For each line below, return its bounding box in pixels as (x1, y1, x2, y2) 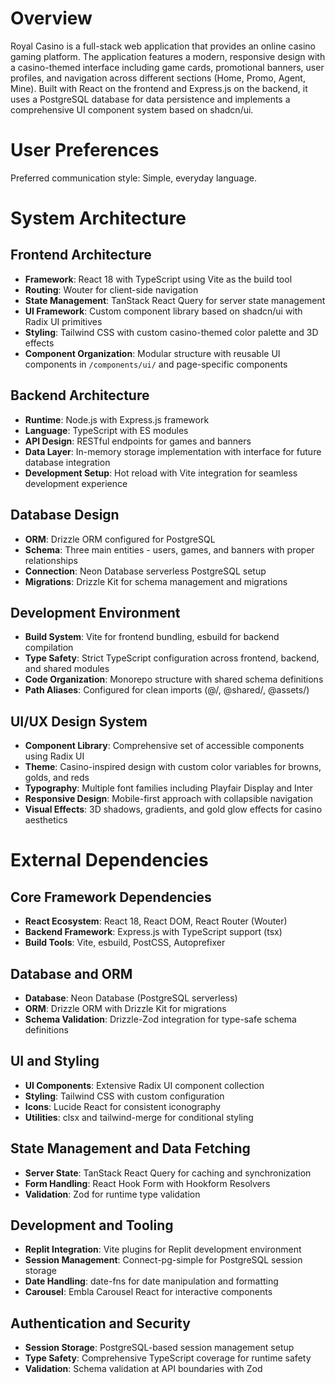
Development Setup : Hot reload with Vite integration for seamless (24, 467, 298, 479)
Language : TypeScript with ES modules (24, 424, 189, 436)
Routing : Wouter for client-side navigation (24, 283, 199, 296)
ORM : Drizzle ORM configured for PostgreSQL (24, 533, 216, 545)
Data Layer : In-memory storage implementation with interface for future (24, 445, 322, 457)
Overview (10, 7, 93, 30)
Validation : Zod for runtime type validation (24, 1188, 201, 1200)
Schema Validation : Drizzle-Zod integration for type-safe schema (24, 1013, 297, 1025)
